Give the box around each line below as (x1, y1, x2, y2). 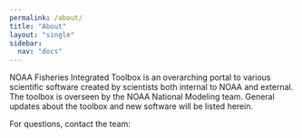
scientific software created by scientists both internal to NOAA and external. (9, 82, 294, 93)
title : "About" (9, 22, 67, 31)
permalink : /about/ (9, 13, 83, 23)
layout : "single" (9, 30, 75, 39)
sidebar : (9, 38, 43, 48)
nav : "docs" (17, 47, 63, 56)
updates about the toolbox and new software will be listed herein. (9, 101, 254, 112)
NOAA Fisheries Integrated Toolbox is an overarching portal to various (9, 72, 271, 83)
